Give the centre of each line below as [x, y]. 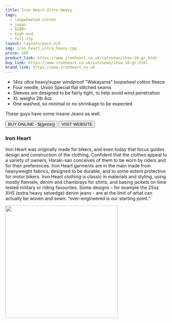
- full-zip [22, 39]
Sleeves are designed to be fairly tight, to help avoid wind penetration [86, 93]
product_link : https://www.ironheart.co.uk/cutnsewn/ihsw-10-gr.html [81, 58]
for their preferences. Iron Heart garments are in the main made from [78, 166]
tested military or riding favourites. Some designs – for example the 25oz [82, 187]
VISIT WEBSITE [77, 125]
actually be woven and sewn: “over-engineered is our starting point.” [78, 199]
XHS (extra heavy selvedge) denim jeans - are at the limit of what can [79, 193]
